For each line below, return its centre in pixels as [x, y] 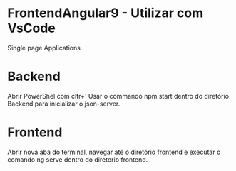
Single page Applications [44, 48]
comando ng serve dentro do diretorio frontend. [78, 159]
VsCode [31, 28]
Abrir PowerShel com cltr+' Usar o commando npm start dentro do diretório [118, 96]
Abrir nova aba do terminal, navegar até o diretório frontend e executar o [114, 152]
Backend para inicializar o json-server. [64, 104]
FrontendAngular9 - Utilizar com [106, 13]
